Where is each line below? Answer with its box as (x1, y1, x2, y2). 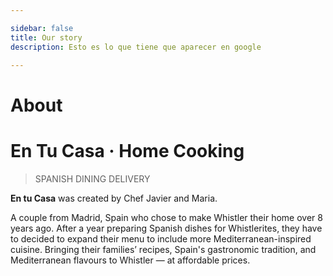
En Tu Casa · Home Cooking (10, 139, 245, 162)
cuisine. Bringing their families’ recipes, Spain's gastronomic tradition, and (10, 243, 317, 255)
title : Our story (10, 32, 83, 43)
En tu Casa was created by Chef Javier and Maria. (10, 192, 218, 204)
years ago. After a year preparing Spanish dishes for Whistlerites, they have (10, 222, 323, 234)
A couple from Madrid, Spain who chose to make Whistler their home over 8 (10, 211, 323, 223)
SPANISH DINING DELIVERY (34, 172, 151, 185)
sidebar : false (10, 23, 74, 33)
